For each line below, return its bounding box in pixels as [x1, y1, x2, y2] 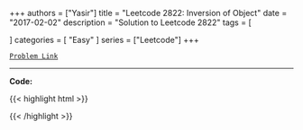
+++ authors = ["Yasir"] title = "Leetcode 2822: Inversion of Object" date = [9, 8, 288, 18]
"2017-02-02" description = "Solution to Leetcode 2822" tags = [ [9, 17, 252, 28]
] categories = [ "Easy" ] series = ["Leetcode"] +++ [9, 35, 200, 45]
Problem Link [9, 52, 59, 61]
